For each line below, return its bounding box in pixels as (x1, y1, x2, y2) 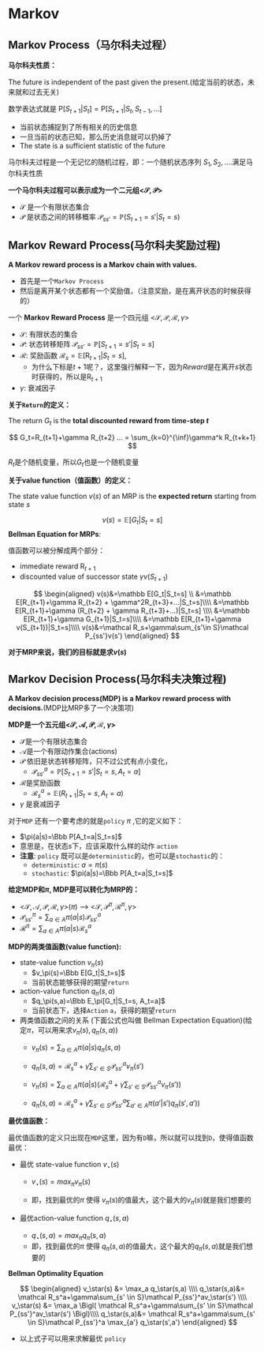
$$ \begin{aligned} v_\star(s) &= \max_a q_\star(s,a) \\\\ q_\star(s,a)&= (19, 1284, 246, 1293)
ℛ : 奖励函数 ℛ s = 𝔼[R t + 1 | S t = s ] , (19, 351, 127, 362)
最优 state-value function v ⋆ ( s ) (19, 1160, 120, 1171)
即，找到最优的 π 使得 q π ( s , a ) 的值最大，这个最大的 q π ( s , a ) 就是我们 (31, 1241, 247, 1253)
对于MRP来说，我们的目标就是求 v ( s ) (8, 647, 128, 656)
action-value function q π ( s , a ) (19, 986, 116, 997)
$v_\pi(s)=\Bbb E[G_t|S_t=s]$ (31, 968, 126, 978)
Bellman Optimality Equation (8, 1269, 104, 1278)
